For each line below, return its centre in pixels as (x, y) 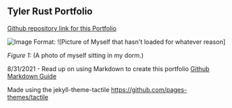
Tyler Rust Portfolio (50, 11)
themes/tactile (28, 97)
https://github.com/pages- (149, 89)
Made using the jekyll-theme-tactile (59, 89)
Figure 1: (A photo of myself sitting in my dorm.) (76, 55)
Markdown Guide (32, 76)
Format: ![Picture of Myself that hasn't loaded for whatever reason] (130, 42)
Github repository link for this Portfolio (62, 28)
